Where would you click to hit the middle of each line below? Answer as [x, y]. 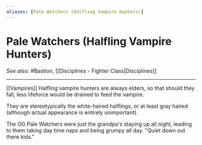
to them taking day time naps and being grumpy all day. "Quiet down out [96, 130]
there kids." [20, 137]
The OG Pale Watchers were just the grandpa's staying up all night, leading [99, 124]
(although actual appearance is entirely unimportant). [72, 112]
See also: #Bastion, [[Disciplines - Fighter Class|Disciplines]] [81, 71]
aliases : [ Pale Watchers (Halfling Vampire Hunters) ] [75, 12]
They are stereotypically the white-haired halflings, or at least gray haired [97, 106]
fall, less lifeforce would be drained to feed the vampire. [75, 94]
